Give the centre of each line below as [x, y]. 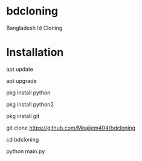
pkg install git [23, 116]
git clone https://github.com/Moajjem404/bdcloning [71, 128]
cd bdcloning [23, 139]
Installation [35, 52]
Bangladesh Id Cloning [34, 28]
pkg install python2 [30, 104]
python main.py [26, 151]
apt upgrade [22, 80]
